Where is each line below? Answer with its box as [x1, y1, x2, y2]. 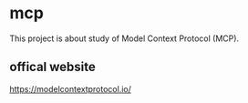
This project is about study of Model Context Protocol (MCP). [9, 33, 240, 44]
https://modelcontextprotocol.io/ [9, 83, 132, 94]
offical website [9, 59, 96, 75]
